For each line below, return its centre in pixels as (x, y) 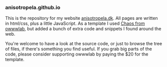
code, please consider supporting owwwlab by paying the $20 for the (77, 54)
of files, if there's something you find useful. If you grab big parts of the (79, 49)
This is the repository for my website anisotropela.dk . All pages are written (82, 18)
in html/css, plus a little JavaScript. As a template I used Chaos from (75, 23)
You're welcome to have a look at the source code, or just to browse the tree (84, 44)
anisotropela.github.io (33, 7)
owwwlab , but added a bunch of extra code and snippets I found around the (83, 29)
